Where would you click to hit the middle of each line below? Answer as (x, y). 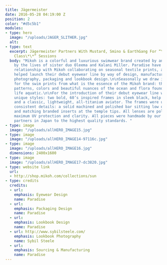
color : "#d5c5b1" (23, 24)
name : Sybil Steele (34, 241)
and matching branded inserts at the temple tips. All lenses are (84, 112)
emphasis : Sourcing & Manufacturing (52, 250)
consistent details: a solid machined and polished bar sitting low (86, 107)
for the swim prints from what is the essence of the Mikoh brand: (85, 84)
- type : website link (28, 167)
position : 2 (17, 19)
